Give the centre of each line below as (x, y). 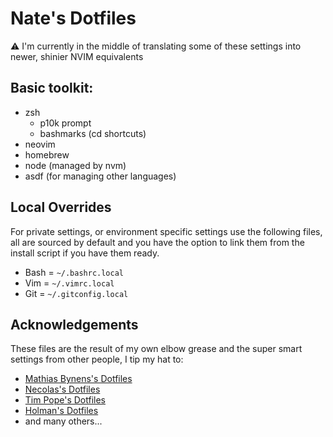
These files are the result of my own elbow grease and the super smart (156, 349)
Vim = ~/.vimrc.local (69, 283)
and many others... (63, 421)
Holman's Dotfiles (61, 411)
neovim (40, 144)
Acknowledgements (74, 324)
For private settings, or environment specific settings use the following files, (166, 231)
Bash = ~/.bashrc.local (74, 272)
